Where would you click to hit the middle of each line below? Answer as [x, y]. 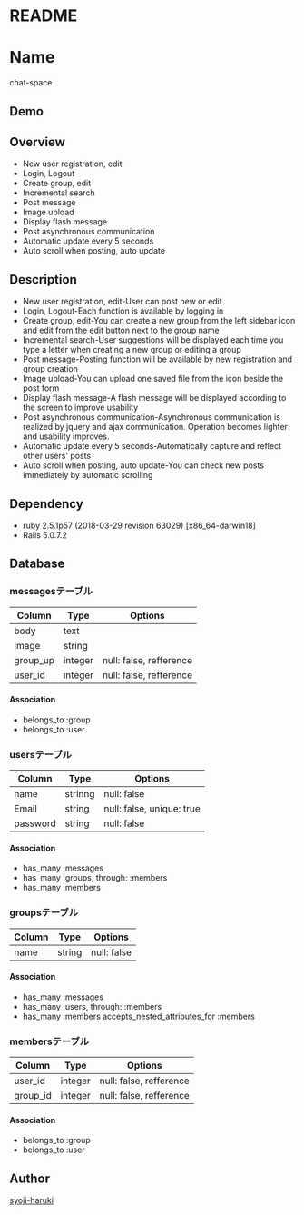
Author [29, 1178]
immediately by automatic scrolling [88, 475]
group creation [50, 369]
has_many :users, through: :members [92, 1006]
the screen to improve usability [80, 408]
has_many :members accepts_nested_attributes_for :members [139, 1016]
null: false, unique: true [152, 809]
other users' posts [57, 456]
